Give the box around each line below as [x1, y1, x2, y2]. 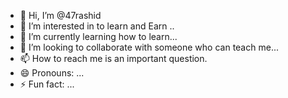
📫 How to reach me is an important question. [19, 53, 208, 64]
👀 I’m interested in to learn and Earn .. [19, 20, 175, 32]
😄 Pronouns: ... [19, 67, 85, 79]
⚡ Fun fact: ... [19, 78, 75, 90]
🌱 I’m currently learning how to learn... [19, 31, 178, 42]
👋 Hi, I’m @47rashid [19, 10, 102, 21]
